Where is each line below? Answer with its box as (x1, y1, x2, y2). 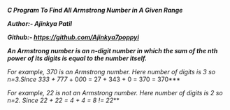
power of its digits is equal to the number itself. (7, 54, 148, 62)
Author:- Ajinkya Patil (7, 20, 72, 27)
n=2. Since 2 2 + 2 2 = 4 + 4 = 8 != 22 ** (7, 96, 120, 104)
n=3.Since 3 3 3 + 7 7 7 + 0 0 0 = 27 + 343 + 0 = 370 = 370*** (7, 75, 180, 83)
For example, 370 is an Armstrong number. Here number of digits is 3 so (7, 68, 215, 76)
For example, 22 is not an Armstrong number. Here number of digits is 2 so (7, 89, 223, 97)
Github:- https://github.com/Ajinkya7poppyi (7, 33, 140, 41)
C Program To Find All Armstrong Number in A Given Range (7, 6, 183, 14)
